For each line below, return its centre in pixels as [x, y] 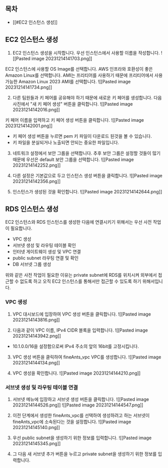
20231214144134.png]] [36, 362]
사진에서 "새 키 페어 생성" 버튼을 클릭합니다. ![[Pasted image [73, 104]
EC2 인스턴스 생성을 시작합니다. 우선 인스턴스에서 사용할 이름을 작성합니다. [86, 53]
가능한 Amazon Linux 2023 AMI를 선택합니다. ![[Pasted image [68, 81]
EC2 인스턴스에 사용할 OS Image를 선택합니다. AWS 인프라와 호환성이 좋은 [79, 69]
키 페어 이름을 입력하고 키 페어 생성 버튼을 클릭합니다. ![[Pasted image [75, 120]
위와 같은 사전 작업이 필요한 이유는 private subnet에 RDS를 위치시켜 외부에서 [81, 275]
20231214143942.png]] [37, 336]
